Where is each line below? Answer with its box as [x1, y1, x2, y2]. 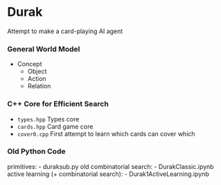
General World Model [7, 44, 80, 54]
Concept [17, 60, 43, 68]
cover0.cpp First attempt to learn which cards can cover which [17, 129, 195, 138]
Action [27, 75, 46, 83]
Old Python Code [7, 146, 66, 156]
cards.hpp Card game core [17, 122, 94, 130]
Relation [27, 82, 51, 90]
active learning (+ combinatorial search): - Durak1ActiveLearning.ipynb [7, 170, 210, 178]
